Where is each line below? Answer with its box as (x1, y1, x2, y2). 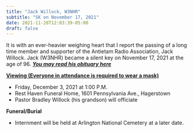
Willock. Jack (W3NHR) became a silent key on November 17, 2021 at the (6, 54, 184, 61)
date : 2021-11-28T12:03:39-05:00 (6, 20, 89, 26)
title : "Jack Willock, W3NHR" (6, 8, 81, 15)
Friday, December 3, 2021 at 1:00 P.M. (14, 84, 108, 91)
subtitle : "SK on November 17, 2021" (6, 14, 99, 20)
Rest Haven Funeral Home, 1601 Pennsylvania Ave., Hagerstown (14, 90, 171, 97)
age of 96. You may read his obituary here (6, 61, 111, 68)
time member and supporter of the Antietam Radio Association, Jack (6, 48, 173, 55)
